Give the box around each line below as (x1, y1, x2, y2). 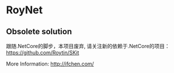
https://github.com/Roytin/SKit (6, 49, 79, 56)
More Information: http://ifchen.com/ (6, 60, 95, 67)
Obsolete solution (6, 27, 72, 36)
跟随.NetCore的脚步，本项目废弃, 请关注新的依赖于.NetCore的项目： (6, 43, 170, 49)
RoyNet (6, 3, 43, 17)
